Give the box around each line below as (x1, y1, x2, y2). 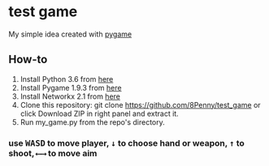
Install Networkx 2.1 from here (20, 92, 120, 101)
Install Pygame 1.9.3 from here (20, 83, 122, 92)
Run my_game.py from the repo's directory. (20, 117, 165, 127)
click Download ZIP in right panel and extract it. (20, 109, 179, 118)
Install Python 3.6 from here (20, 74, 114, 83)
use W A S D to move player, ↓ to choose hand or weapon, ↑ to (8, 137, 245, 148)
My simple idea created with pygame (8, 29, 132, 39)
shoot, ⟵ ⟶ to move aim (8, 147, 98, 159)
